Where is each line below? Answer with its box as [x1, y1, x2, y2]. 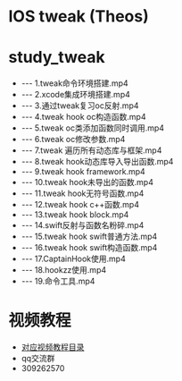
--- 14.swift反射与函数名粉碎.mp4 [21, 220, 145, 231]
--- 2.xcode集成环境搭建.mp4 [21, 89, 130, 100]
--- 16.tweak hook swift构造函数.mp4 [21, 242, 158, 253]
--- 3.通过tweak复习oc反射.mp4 [21, 100, 139, 111]
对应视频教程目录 [21, 342, 85, 352]
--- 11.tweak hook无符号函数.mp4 [21, 188, 145, 199]
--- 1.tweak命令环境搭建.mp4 [21, 78, 128, 89]
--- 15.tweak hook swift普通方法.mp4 [21, 231, 158, 242]
